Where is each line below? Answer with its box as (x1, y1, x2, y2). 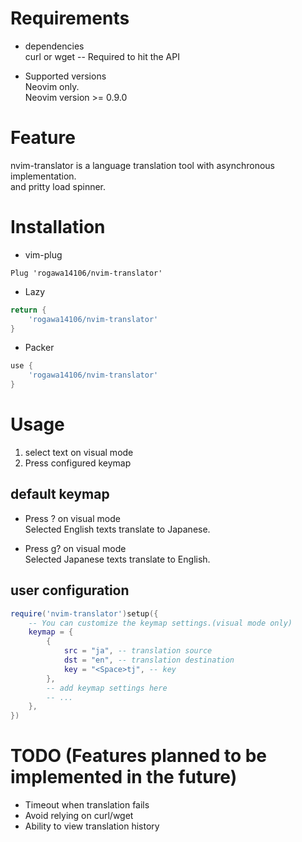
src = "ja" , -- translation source (63, 646, 213, 656)
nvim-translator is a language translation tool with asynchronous (10, 159, 275, 171)
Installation (10, 216, 106, 239)
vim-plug (24, 248, 63, 261)
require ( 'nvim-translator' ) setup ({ (10, 608, 159, 619)
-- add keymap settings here (46, 683, 168, 693)
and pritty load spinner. (10, 180, 107, 192)
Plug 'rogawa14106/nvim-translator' (10, 268, 163, 278)
